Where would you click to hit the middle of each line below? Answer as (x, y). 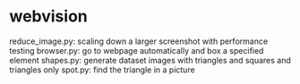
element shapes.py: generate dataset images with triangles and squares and (150, 60)
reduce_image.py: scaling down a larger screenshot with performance (139, 41)
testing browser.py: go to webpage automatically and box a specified (137, 50)
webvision (48, 17)
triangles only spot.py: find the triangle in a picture (102, 70)
